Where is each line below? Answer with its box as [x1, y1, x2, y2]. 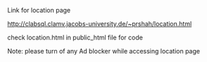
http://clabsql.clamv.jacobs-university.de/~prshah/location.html [7, 20, 192, 27]
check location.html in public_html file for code [7, 33, 143, 42]
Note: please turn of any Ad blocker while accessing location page [7, 47, 201, 55]
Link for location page [7, 6, 71, 14]
